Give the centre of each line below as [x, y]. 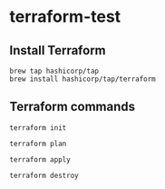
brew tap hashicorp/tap [54, 71]
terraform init [38, 128]
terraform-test [65, 17]
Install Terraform [58, 50]
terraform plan [38, 144]
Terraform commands [73, 107]
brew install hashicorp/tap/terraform [82, 79]
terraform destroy [44, 175]
